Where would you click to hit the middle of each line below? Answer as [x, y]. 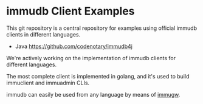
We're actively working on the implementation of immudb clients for [91, 58]
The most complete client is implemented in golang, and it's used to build [98, 76]
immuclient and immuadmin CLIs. [48, 83]
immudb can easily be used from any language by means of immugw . [93, 94]
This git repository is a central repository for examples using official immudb [102, 28]
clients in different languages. [43, 34]
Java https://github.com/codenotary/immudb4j [74, 46]
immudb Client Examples [71, 11]
